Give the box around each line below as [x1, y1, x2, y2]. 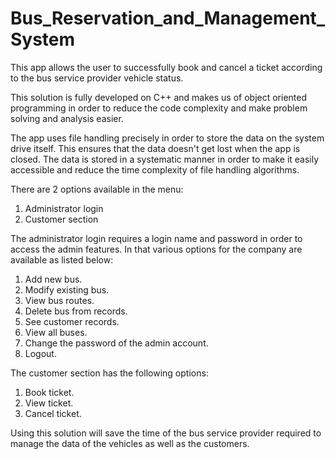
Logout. [24, 347, 57, 359]
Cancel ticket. [24, 407, 82, 419]
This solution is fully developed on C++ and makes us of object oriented [10, 91, 308, 103]
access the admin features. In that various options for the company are [10, 243, 303, 255]
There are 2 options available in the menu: [10, 183, 184, 195]
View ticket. [24, 397, 74, 409]
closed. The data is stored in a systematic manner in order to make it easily [10, 153, 320, 165]
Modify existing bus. [24, 283, 110, 296]
